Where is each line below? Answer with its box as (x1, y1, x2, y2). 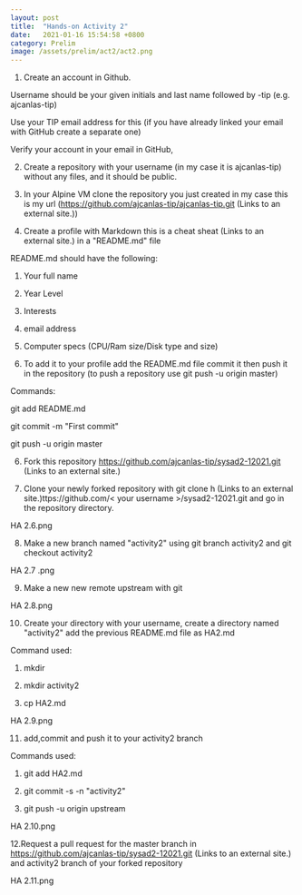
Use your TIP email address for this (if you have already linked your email (10, 117, 284, 128)
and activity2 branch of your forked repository (10, 858, 183, 869)
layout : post (10, 13, 60, 23)
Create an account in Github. (23, 72, 132, 83)
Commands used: (10, 751, 76, 762)
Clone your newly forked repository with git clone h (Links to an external (23, 483, 294, 495)
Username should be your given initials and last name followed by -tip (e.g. (10, 90, 290, 101)
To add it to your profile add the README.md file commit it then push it (23, 359, 288, 369)
